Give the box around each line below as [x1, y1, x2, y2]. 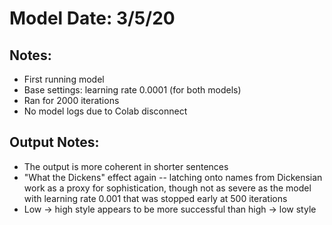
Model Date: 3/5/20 [9, 7, 176, 30]
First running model [23, 73, 105, 85]
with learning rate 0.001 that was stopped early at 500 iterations [23, 192, 288, 204]
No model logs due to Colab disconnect [23, 105, 188, 117]
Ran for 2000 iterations [23, 95, 120, 106]
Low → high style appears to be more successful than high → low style [23, 203, 317, 215]
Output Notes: [9, 134, 100, 151]
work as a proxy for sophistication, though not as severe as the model [23, 182, 312, 194]
